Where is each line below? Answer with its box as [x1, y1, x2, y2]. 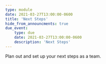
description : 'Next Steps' [14, 40, 71, 45]
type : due [14, 30, 35, 35]
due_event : [5, 26, 28, 31]
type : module [5, 7, 33, 12]
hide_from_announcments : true [5, 21, 69, 26]
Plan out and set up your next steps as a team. [5, 53, 101, 59]
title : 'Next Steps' [5, 16, 49, 21]
